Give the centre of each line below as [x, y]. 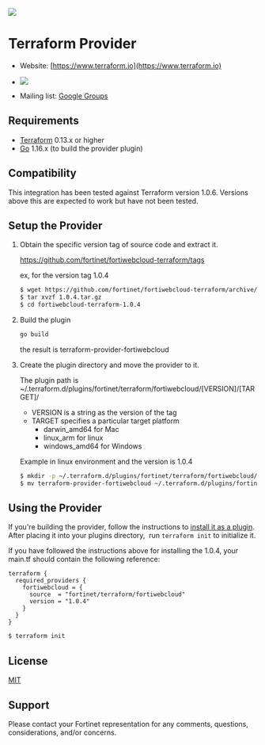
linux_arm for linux [73, 437]
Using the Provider [55, 508]
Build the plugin [45, 320]
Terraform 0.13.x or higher [62, 139]
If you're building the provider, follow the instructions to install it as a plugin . [131, 527]
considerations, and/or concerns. [62, 732]
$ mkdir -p [38, 476]
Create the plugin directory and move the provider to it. [109, 365]
